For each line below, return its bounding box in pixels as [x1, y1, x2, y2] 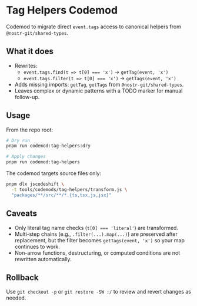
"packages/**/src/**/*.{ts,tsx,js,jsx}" [11, 192, 112, 198]
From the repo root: [6, 126, 53, 133]
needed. [6, 294, 26, 301]
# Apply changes [6, 154, 46, 160]
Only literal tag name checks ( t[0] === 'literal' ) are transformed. [14, 224, 178, 231]
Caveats [6, 209, 37, 219]
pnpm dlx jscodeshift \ [6, 181, 65, 187]
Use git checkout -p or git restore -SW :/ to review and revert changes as [6, 288, 191, 295]
